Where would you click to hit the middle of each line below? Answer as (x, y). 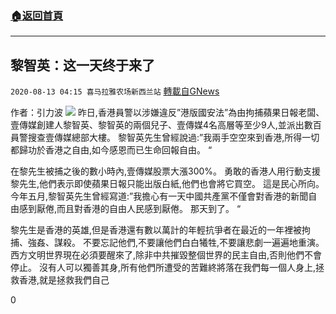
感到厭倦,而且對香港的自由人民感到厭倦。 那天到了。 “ (130, 209)
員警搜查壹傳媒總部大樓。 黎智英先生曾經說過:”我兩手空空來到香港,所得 (156, 138)
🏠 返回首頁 (37, 15)
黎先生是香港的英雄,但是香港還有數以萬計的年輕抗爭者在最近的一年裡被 (156, 230)
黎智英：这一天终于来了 (82, 65)
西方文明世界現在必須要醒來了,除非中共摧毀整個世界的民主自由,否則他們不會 (166, 255)
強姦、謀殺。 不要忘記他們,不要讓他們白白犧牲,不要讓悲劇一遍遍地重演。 (176, 243)
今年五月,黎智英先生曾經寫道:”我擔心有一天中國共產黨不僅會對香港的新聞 (159, 196)
